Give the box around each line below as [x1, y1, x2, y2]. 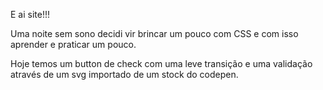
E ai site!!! [10, 9, 51, 20]
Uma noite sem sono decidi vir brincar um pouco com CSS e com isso [10, 28, 299, 39]
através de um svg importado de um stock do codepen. [10, 69, 239, 80]
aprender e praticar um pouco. [10, 39, 137, 50]
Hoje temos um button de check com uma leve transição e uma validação [10, 58, 313, 69]
